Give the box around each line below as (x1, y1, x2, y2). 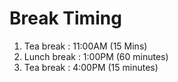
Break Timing (9, 7, 122, 30)
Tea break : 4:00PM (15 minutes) (23, 61, 159, 73)
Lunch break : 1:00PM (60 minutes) (23, 50, 169, 62)
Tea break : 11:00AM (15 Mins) (23, 40, 148, 52)
